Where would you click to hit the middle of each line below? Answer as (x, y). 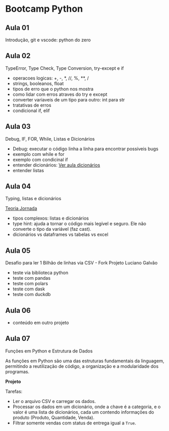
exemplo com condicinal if (40, 159)
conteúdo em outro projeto (41, 323)
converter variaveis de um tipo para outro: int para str (69, 99)
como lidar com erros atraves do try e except (60, 94)
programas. (17, 371)
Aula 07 (18, 339)
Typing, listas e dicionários (33, 199)
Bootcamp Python (44, 9)
